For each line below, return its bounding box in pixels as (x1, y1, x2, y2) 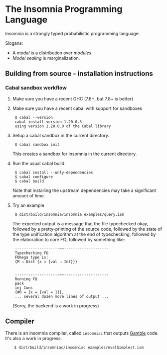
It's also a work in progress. (5, 336, 62, 342)
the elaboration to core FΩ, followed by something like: (12, 236, 125, 242)
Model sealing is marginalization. (12, 55, 80, 61)
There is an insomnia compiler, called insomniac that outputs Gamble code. (5, 330, 159, 336)
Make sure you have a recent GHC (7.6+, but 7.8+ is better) (12, 95, 134, 101)
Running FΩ (14, 276, 37, 281)
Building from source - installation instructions (5, 70, 154, 78)
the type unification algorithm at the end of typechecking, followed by (12, 231, 156, 237)
